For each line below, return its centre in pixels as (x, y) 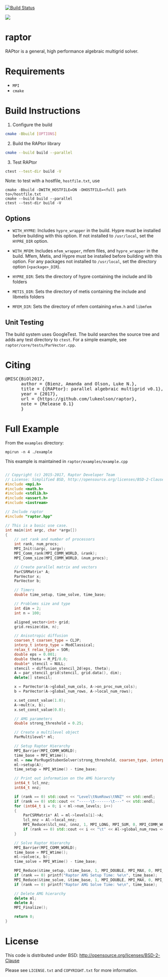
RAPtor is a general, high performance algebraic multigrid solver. (72, 51)
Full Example (32, 429)
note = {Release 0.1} (47, 404)
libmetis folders (28, 297)
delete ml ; (25, 898)
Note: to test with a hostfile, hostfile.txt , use (52, 181)
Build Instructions (43, 111)
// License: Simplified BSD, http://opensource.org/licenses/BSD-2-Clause (85, 479)
